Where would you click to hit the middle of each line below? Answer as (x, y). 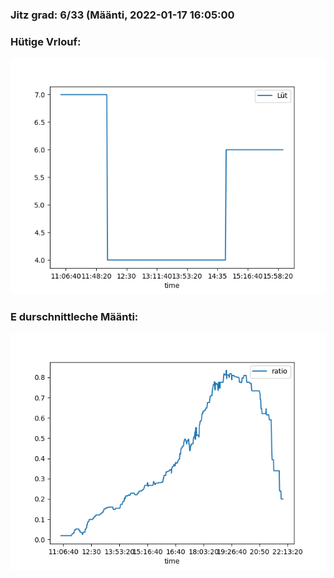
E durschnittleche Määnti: (74, 317)
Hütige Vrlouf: (46, 41)
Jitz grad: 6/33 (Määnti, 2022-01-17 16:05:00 (122, 15)
